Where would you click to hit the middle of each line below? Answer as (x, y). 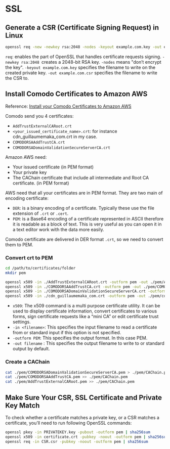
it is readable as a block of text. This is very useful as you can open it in (87, 224)
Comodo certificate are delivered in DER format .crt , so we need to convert (84, 239)
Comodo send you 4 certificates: (39, 116)
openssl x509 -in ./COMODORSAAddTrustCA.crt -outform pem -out (73, 287)
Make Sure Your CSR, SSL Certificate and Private (83, 397)
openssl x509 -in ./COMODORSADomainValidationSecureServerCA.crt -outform (86, 291)
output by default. (31, 349)
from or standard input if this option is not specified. (67, 333)
